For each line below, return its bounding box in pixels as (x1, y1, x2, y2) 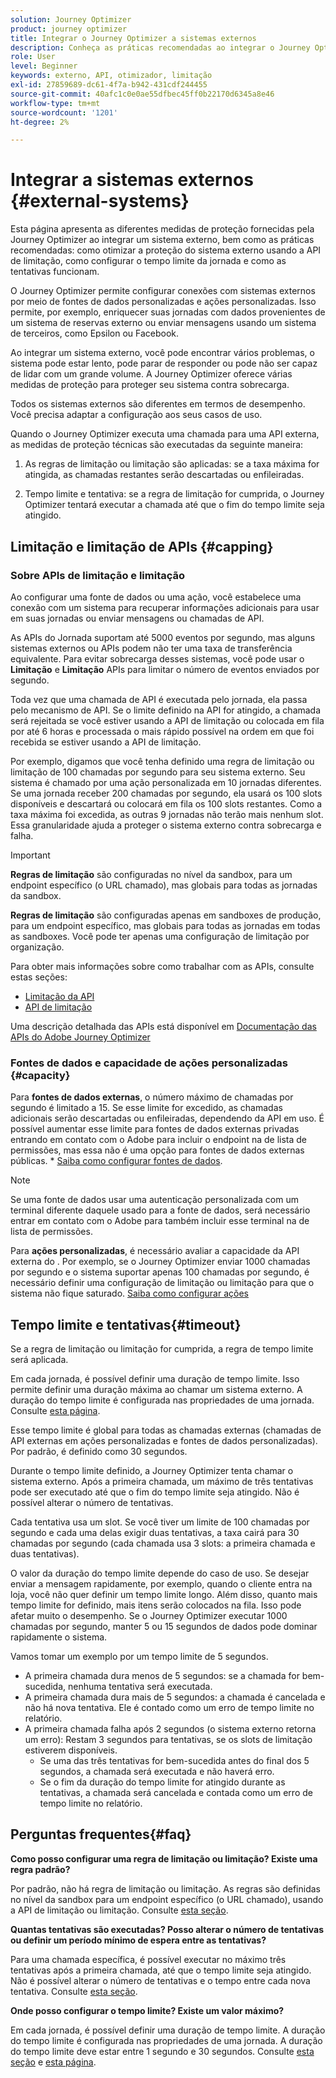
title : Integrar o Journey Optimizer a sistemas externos (10, 33, 257, 43)
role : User (10, 52, 56, 62)
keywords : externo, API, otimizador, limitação (10, 71, 213, 81)
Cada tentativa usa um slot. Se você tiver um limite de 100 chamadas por (10, 1516, 310, 1528)
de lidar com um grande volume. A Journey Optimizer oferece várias (10, 368, 293, 380)
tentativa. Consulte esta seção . (10, 1985, 138, 1997)
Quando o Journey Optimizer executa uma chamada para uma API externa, (10, 428, 320, 440)
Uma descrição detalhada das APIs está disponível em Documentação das (10, 1020, 317, 1032)
